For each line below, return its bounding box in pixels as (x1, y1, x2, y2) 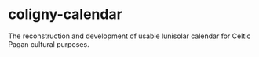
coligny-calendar (8, 5, 123, 23)
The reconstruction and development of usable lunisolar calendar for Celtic (8, 31, 251, 41)
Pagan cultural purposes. (8, 39, 89, 48)
